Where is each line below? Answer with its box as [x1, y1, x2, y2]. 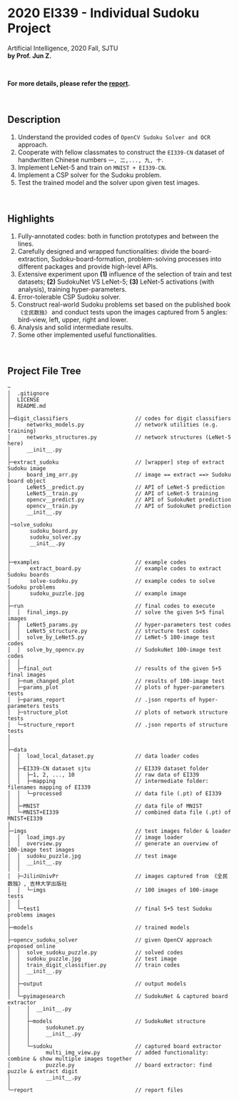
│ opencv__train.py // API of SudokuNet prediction [7, 502, 232, 510]
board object [7, 477, 46, 485]
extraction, [17, 254, 50, 263]
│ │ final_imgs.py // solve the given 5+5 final [7, 609, 225, 616]
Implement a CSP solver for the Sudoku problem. [17, 170, 162, 179]
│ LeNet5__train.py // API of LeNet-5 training [7, 490, 219, 497]
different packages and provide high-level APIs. [17, 262, 158, 271]
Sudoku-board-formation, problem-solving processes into [51, 254, 222, 263]
